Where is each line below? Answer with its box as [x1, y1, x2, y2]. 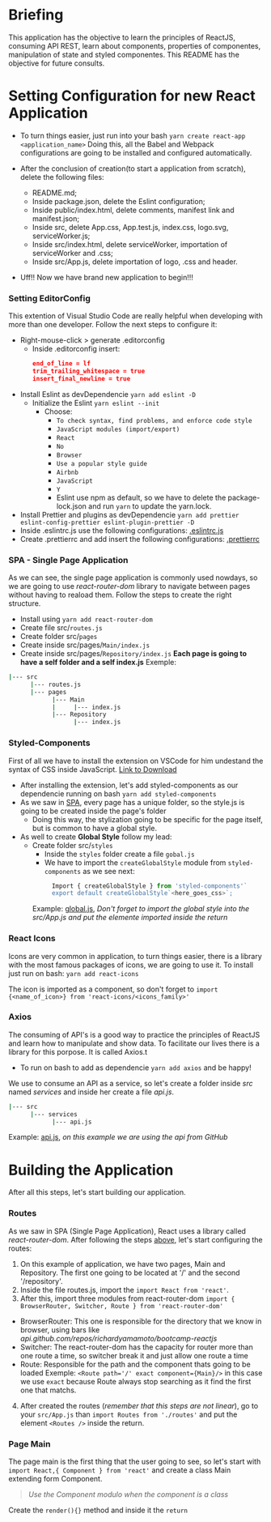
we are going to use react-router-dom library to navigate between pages [8, 582, 251, 591]
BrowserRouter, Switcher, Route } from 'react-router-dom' [19, 1302, 224, 1310]
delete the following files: [19, 172, 104, 181]
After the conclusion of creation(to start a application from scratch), [19, 164, 247, 173]
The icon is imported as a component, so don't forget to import [8, 984, 218, 994]
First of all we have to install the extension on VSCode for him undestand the [8, 756, 264, 765]
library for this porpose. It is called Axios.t [8, 1047, 148, 1056]
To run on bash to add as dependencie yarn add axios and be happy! [19, 1063, 252, 1072]
